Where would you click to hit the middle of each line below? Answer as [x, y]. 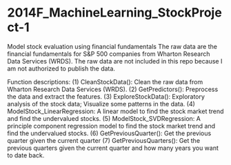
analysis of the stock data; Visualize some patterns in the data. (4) [101, 104]
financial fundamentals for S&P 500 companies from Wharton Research [109, 54]
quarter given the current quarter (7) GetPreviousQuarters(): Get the [104, 140]
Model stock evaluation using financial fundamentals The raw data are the [112, 46]
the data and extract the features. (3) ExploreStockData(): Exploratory [106, 96]
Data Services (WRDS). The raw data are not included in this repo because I [115, 61]
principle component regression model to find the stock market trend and [111, 126]
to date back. [26, 155]
